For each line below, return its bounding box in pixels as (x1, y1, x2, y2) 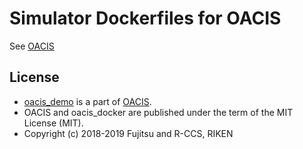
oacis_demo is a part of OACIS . (23, 95, 152, 107)
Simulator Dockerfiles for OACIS (9, 7, 282, 30)
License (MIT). (23, 117, 84, 129)
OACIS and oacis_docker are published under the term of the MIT (23, 106, 294, 118)
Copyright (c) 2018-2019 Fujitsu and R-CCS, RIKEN (23, 127, 234, 139)
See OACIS (9, 40, 55, 52)
